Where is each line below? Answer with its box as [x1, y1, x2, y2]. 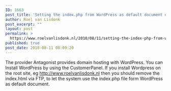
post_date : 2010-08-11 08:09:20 [5, 45, 74, 50]
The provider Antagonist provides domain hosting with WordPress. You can [5, 59, 163, 65]
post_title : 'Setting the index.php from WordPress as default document [5, 12, 163, 17]
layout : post [5, 26, 33, 32]
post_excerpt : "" [5, 21, 42, 27]
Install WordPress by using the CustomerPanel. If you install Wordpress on [5, 65, 161, 71]
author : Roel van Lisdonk [5, 17, 60, 22]
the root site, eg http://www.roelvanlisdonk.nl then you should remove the [5, 70, 160, 76]
